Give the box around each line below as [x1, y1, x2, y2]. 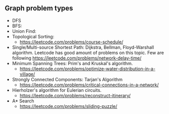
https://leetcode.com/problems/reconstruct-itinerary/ [19, 92, 131, 98]
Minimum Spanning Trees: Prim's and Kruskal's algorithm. [12, 60, 133, 66]
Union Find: [12, 28, 36, 34]
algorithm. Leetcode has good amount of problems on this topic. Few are [12, 49, 164, 55]
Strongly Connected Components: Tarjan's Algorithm [12, 76, 123, 82]
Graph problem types [5, 4, 73, 13]
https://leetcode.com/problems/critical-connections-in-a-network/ [19, 82, 159, 88]
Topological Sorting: [12, 33, 54, 39]
